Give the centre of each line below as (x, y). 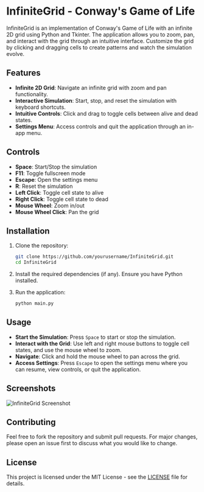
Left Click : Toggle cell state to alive (59, 192)
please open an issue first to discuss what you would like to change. (92, 443)
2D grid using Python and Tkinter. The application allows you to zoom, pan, (100, 34)
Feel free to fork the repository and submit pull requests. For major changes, (102, 437)
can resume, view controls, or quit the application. (78, 369)
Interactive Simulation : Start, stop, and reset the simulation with (96, 100)
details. (16, 483)
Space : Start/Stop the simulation (56, 167)
